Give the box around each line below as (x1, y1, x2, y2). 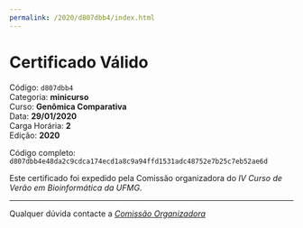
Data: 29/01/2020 (9, 110, 78, 122)
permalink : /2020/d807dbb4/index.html (9, 13, 155, 23)
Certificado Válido (9, 51, 149, 72)
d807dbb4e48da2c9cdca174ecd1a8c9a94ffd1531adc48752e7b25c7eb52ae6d (9, 157, 269, 166)
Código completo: (9, 147, 77, 158)
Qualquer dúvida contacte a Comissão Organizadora (9, 208, 206, 219)
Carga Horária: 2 (9, 120, 71, 131)
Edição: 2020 (9, 130, 60, 141)
